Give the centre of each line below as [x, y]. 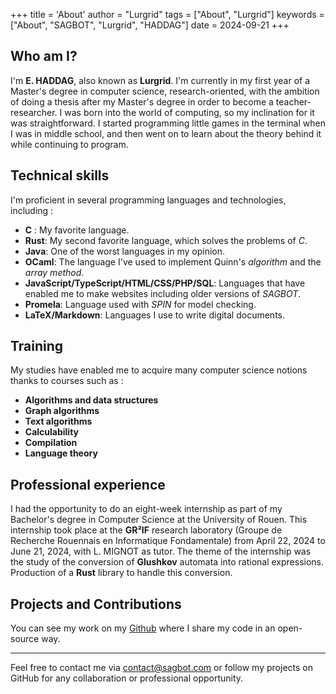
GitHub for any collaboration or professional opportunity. [127, 678]
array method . [54, 272]
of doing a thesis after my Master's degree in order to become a [142, 101]
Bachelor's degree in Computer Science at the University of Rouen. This [159, 520]
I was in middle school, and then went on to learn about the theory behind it [166, 133]
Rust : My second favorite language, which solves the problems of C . [166, 240]
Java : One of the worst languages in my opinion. [125, 251]
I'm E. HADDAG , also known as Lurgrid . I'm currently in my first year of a [160, 80]
